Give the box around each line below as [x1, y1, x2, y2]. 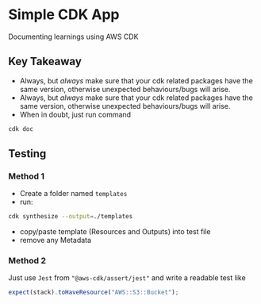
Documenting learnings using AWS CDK [8, 32, 139, 41]
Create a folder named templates [19, 189, 128, 198]
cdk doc [8, 125, 34, 133]
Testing [8, 147, 47, 160]
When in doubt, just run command [19, 110, 132, 119]
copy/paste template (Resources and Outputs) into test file [19, 227, 212, 237]
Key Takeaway [8, 55, 82, 68]
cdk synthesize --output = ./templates [8, 213, 133, 221]
